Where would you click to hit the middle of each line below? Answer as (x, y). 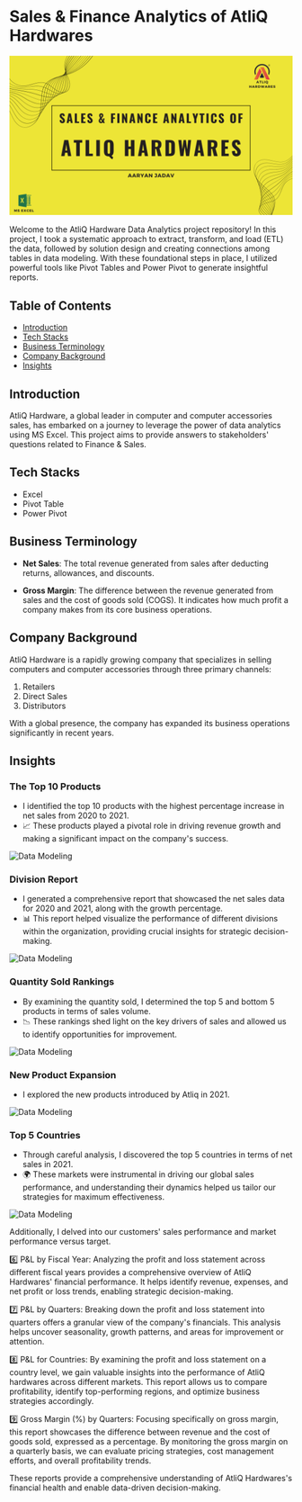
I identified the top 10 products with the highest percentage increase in (153, 806)
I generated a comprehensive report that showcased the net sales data (153, 899)
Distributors (44, 706)
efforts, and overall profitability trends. (80, 1461)
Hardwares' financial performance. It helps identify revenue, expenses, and (149, 1282)
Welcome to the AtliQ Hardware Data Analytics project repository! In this (143, 229)
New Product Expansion (63, 1075)
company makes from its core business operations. (117, 609)
